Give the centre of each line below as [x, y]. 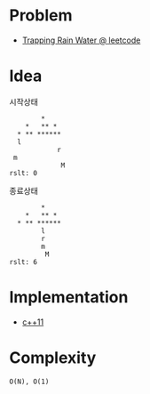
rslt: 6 [24, 262]
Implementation [69, 298]
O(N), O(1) [29, 382]
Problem [41, 16]
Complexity [53, 358]
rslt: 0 [24, 173]
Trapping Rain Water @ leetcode [81, 40]
